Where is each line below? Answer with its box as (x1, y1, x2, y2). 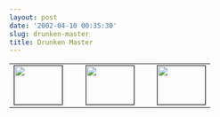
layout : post (9, 12, 58, 22)
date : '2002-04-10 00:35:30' (9, 21, 118, 30)
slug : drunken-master (9, 29, 90, 38)
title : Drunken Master (9, 37, 94, 47)
